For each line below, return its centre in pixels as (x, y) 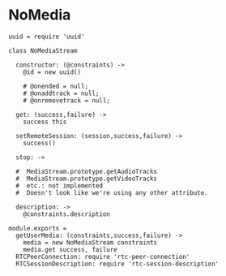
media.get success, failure (70, 249)
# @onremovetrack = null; (67, 100)
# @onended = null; (56, 86)
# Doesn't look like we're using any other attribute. (112, 192)
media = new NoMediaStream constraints (90, 242)
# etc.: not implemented (60, 185)
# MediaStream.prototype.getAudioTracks (87, 171)
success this (45, 122)
